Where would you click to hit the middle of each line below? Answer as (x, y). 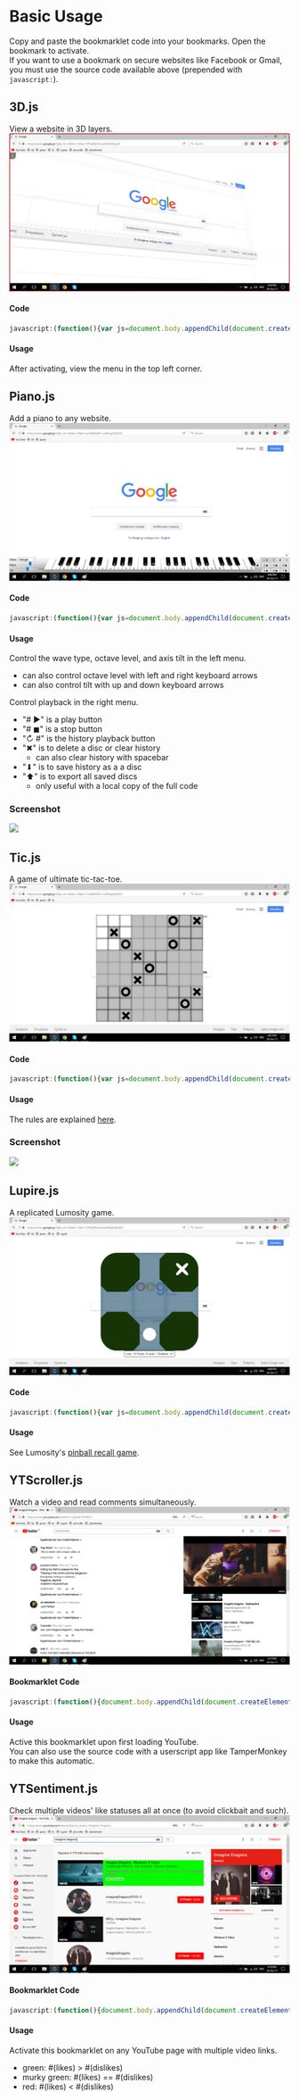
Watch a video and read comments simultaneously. (103, 1502)
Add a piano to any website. (60, 418)
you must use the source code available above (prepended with (126, 70)
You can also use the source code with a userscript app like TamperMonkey (148, 1751)
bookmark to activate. (49, 50)
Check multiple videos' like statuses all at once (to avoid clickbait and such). (149, 1810)
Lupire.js (34, 1191)
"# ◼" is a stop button (62, 729)
